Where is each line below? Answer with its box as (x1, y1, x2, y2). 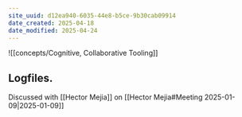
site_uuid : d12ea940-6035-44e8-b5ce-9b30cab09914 (8, 11, 177, 20)
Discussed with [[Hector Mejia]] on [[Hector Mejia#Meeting (8, 92, 203, 102)
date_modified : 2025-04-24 (8, 26, 98, 34)
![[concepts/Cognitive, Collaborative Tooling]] (8, 49, 158, 58)
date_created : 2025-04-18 (8, 19, 94, 27)
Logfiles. (8, 71, 53, 84)
